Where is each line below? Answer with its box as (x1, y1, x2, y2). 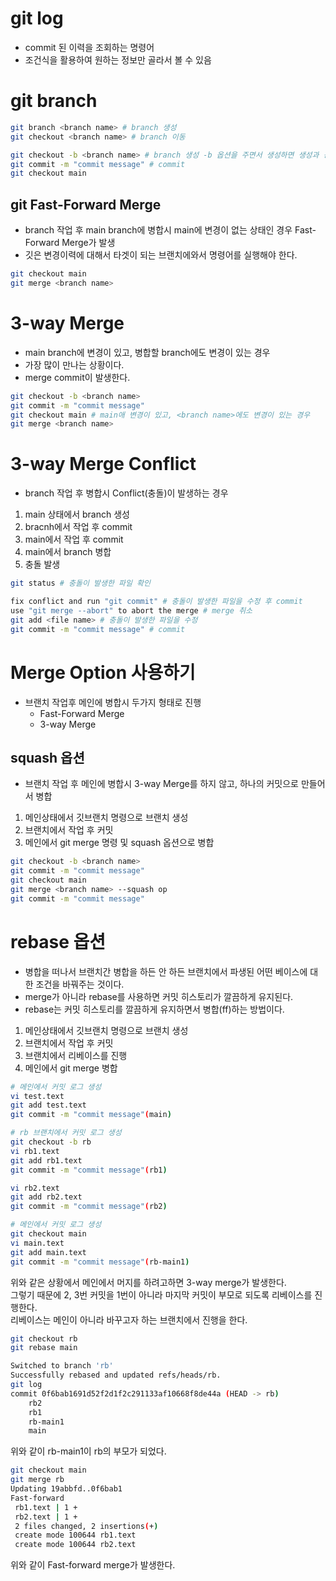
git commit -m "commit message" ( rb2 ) (10, 1202, 168, 1212)
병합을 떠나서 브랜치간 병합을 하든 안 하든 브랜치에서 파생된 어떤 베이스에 (24, 965, 308, 977)
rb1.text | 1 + (14, 1502, 78, 1512)
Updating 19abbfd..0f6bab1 (10, 1484, 123, 1494)
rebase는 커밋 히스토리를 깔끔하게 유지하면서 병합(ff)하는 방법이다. (24, 1003, 285, 1015)
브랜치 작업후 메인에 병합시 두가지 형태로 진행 (24, 696, 202, 708)
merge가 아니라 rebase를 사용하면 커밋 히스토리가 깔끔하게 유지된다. (24, 990, 294, 1002)
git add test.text (10, 1100, 87, 1111)
